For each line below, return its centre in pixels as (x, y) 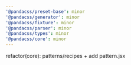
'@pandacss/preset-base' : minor (45, 12)
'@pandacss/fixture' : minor (40, 22)
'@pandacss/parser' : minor (39, 28)
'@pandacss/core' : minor (36, 39)
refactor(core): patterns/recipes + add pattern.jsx (65, 56)
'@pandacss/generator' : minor (43, 17)
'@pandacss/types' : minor (37, 34)
